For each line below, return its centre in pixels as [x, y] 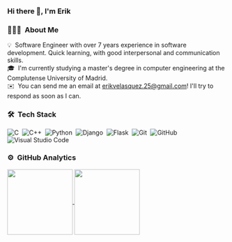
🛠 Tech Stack [32, 114]
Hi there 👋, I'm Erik [39, 11]
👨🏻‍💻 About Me [33, 29]
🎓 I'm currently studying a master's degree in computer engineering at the [116, 68]
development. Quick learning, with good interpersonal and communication [114, 53]
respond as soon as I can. [44, 96]
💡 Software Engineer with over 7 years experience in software [97, 45]
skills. [15, 60]
